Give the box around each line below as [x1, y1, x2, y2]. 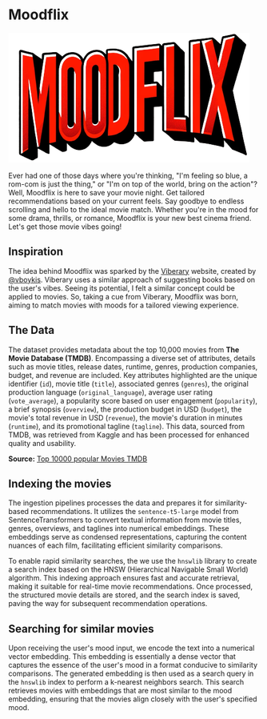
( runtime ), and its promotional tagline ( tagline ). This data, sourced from [8, 421, 245, 431]
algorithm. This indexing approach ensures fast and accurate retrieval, [8, 573, 240, 583]
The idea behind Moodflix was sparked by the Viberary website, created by [8, 266, 257, 275]
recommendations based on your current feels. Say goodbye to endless [8, 196, 245, 206]
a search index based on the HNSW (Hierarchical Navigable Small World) [8, 564, 249, 574]
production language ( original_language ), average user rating [8, 387, 213, 397]
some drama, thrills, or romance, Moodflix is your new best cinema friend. [8, 213, 252, 223]
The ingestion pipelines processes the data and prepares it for [8, 498, 213, 508]
